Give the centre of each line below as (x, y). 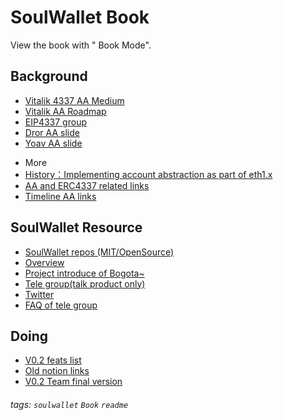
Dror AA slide (52, 132)
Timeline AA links (60, 196)
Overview (44, 262)
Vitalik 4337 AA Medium (74, 100)
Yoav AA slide (53, 143)
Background (49, 76)
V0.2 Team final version (73, 382)
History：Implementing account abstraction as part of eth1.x (148, 174)
